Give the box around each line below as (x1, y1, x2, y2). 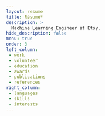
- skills (8, 95, 31, 101)
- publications (8, 74, 46, 80)
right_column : (6, 85, 41, 91)
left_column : (6, 47, 38, 53)
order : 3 (6, 42, 28, 47)
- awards (8, 69, 31, 74)
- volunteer (8, 57, 38, 63)
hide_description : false (6, 30, 67, 36)
